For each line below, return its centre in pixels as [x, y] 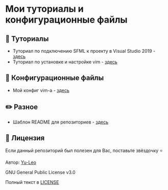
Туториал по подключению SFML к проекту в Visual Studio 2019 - [84, 51]
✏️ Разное [22, 107]
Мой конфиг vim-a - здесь [41, 90]
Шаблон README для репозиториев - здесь [61, 122]
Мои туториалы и [45, 9]
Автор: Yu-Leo [21, 162]
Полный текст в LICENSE [32, 182]
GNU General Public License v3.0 [40, 173]
